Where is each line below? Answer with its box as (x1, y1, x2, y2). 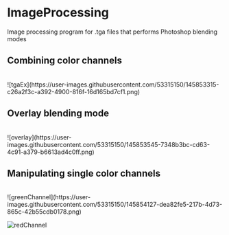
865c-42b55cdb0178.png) (7, 208, 82, 216)
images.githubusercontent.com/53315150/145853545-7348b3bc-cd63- (7, 140, 210, 148)
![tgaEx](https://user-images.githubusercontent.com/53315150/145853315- (7, 80, 219, 89)
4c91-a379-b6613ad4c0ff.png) (7, 148, 95, 156)
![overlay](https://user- (7, 133, 72, 142)
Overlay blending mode (7, 108, 110, 120)
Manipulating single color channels (7, 167, 161, 179)
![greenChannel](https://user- (7, 193, 91, 201)
